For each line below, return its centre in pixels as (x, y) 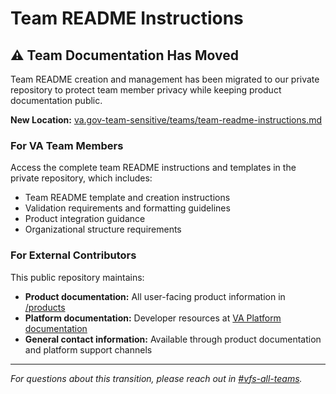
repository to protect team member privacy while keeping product (146, 90)
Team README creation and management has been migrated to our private (165, 79)
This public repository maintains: (77, 277)
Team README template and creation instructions (127, 198)
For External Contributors (73, 255)
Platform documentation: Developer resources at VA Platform (153, 318)
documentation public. (56, 100)
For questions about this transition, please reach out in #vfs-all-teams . (156, 378)
